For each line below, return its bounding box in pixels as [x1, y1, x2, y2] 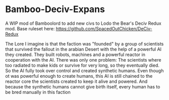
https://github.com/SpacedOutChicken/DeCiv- [55, 25, 152, 31]
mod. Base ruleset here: [5, 25, 55, 31]
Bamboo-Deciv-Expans [5, 4, 105, 15]
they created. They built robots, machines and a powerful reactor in [5, 52, 145, 58]
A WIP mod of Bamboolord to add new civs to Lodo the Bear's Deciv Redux [5, 20, 161, 26]
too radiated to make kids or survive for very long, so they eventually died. [5, 62, 160, 68]
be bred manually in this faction [5, 89, 71, 95]
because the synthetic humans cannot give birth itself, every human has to [5, 83, 160, 89]
